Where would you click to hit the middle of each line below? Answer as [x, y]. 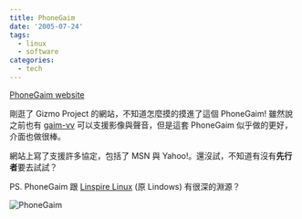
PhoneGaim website [47, 94]
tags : [20, 35]
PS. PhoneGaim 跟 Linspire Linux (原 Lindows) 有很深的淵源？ [125, 186]
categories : [32, 60]
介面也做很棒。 [37, 136]
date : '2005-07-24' [47, 26]
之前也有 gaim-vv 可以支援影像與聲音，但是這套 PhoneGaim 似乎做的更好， [151, 125]
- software [38, 52]
